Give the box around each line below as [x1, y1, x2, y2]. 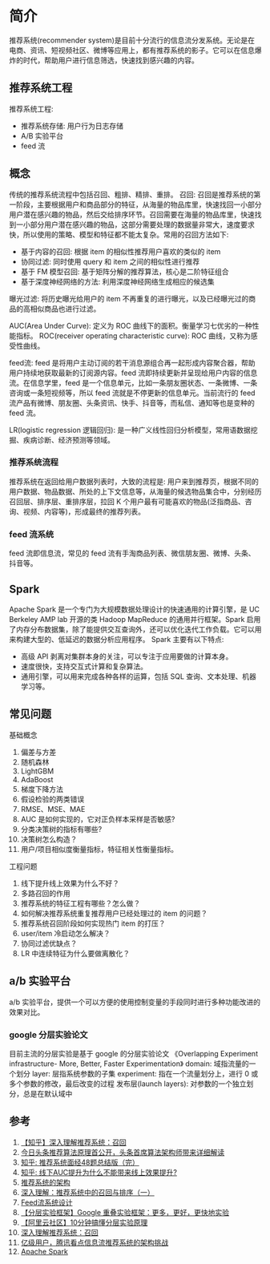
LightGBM [20, 766, 54, 776]
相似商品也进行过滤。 [30, 304, 101, 313]
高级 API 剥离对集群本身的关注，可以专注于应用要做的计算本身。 [20, 651, 233, 661]
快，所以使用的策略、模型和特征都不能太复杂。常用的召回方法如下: [9, 229, 229, 239]
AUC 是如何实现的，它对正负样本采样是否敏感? [20, 814, 175, 824]
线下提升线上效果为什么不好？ [20, 878, 119, 888]
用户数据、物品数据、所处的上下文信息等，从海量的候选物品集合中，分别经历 [9, 487, 262, 496]
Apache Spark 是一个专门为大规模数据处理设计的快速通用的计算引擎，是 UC [9, 604, 260, 614]
